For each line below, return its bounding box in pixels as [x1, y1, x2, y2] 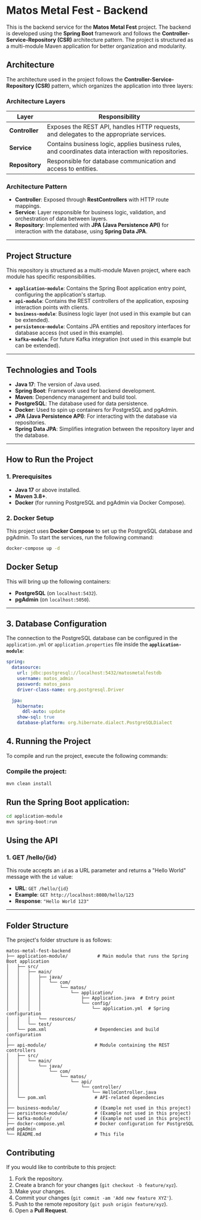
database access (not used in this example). [14, 329, 124, 336]
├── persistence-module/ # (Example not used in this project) [6, 1110, 191, 1116]
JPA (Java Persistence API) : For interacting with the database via [14, 412, 178, 420]
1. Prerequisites [6, 472, 52, 481]
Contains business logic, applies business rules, [47, 140, 181, 148]
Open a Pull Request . [14, 1207, 68, 1214]
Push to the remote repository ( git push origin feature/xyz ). [14, 1200, 168, 1207]
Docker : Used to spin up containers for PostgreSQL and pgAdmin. [14, 406, 178, 413]
